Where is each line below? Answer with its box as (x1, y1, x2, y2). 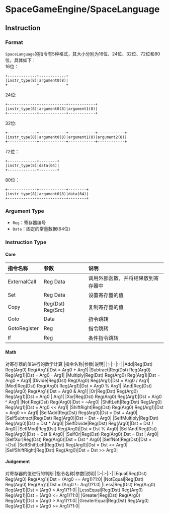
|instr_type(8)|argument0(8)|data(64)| (5, 191, 89, 196)
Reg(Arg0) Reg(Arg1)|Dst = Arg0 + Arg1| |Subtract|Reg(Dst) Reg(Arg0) (5, 367, 151, 373)
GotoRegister (8, 325, 39, 332)
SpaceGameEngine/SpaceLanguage (5, 4, 160, 15)
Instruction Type (5, 239, 47, 246)
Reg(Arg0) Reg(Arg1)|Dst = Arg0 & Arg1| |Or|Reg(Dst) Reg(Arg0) (5, 388, 138, 394)
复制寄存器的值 (88, 304, 124, 311)
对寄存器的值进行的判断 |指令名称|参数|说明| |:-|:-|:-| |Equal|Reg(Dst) (5, 470, 147, 476)
